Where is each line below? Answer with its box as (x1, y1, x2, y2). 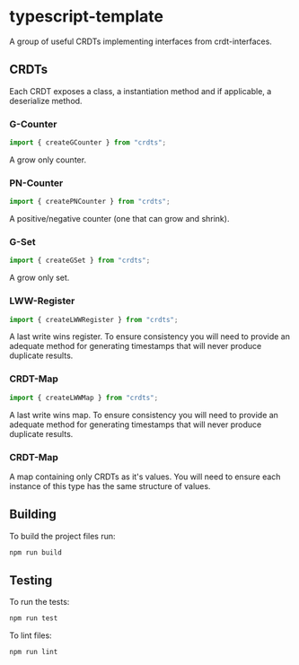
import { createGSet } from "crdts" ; (9, 256, 151, 266)
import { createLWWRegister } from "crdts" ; (9, 315, 179, 324)
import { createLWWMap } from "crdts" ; (9, 393, 159, 402)
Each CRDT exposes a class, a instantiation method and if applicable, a (9, 85, 272, 96)
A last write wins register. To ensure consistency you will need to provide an (9, 331, 290, 342)
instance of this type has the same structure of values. (9, 480, 211, 491)
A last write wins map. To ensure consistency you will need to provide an (9, 409, 278, 420)
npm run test (9, 614, 58, 623)
